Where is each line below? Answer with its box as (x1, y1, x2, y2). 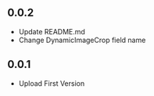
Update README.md (18, 27, 85, 36)
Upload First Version (18, 78, 85, 88)
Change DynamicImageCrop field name (18, 35, 146, 44)
